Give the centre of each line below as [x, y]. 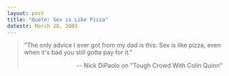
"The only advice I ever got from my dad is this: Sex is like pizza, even [122, 45]
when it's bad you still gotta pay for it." [78, 52]
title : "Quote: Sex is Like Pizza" [58, 20]
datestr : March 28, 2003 [42, 26]
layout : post [26, 13]
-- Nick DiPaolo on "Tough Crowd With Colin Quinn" [149, 66]
